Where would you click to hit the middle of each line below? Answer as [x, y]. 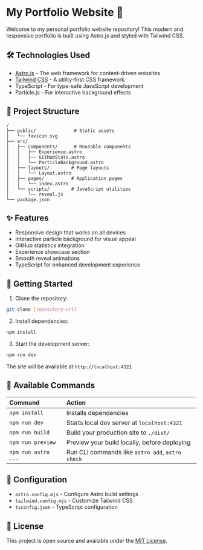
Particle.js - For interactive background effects [73, 92]
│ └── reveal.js [35, 194]
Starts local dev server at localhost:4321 [124, 422]
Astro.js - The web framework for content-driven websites [88, 73]
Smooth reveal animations [47, 258]
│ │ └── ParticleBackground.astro [55, 162]
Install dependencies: [42, 321]
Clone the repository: [41, 299]
